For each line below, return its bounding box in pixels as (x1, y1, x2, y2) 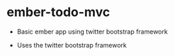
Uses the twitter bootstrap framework (16, 41, 127, 49)
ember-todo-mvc (6, 4, 111, 20)
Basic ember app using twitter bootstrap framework (16, 27, 168, 36)
